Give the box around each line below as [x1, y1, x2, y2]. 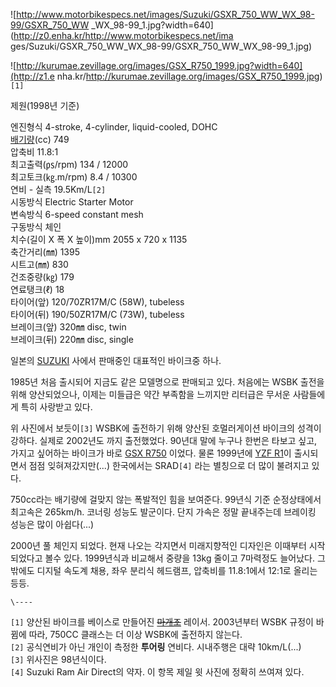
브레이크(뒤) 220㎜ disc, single [10, 334, 134, 345]
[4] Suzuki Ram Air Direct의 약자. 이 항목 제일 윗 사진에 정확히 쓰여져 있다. [10, 666, 305, 678]
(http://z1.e [10, 70, 55, 82]
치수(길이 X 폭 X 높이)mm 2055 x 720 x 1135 [10, 234, 188, 245]
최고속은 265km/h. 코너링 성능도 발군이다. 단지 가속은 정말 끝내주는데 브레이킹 [10, 506, 317, 518]
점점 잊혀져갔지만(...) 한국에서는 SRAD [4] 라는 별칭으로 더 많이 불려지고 [28, 460, 310, 471]
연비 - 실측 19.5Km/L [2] [10, 184, 107, 195]
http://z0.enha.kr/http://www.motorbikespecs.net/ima [13, 30, 234, 41]
